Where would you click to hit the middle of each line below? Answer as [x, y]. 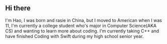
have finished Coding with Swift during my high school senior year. [74, 36]
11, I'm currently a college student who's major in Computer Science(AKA [81, 25]
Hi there [18, 8]
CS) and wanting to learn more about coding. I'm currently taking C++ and [82, 31]
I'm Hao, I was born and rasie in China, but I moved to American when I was [84, 20]
